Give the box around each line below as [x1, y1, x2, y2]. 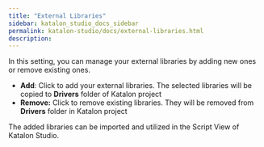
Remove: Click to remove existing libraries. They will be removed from [19, 98, 254, 107]
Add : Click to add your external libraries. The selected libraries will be [19, 81, 253, 90]
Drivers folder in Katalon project [19, 107, 128, 116]
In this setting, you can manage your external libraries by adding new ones [8, 57, 257, 66]
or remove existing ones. [8, 65, 91, 75]
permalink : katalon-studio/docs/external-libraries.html [8, 27, 204, 35]
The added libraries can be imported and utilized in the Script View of [8, 122, 240, 132]
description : [8, 34, 52, 43]
